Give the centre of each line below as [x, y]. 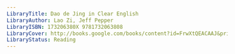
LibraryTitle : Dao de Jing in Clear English [73, 14]
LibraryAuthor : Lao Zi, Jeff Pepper [60, 20]
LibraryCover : [27, 33]
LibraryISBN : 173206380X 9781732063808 [65, 27]
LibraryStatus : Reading [41, 40]
